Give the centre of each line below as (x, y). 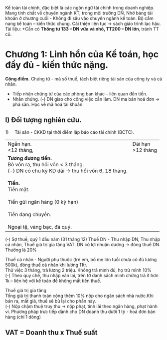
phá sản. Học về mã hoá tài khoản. (48, 104)
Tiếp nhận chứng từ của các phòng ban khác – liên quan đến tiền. (80, 94)
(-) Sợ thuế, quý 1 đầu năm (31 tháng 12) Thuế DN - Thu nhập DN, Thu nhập (83, 239)
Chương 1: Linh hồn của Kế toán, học (82, 54)
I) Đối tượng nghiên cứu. (43, 120)
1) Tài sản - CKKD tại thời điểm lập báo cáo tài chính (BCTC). (70, 132)
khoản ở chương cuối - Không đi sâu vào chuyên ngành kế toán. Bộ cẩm (79, 18)
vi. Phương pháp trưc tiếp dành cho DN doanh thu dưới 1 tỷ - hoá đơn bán (80, 312)
